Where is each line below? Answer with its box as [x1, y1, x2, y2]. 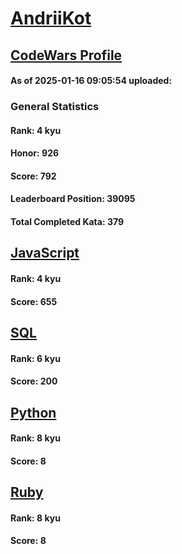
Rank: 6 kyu [10, 352, 61, 364]
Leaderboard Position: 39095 [10, 193, 136, 205]
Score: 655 [10, 295, 58, 307]
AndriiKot [10, 7, 92, 30]
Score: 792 [10, 170, 57, 182]
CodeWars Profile [10, 47, 123, 64]
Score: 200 [10, 375, 58, 387]
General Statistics [10, 100, 100, 114]
